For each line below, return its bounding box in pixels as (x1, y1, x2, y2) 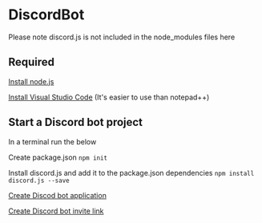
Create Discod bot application (8, 190, 107, 200)
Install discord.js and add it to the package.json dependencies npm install (8, 168, 255, 177)
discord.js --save (8, 176, 70, 184)
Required (8, 55, 54, 69)
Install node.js (8, 76, 54, 86)
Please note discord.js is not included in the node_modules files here (8, 32, 236, 42)
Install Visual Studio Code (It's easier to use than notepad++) (8, 92, 210, 102)
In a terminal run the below (8, 136, 97, 146)
